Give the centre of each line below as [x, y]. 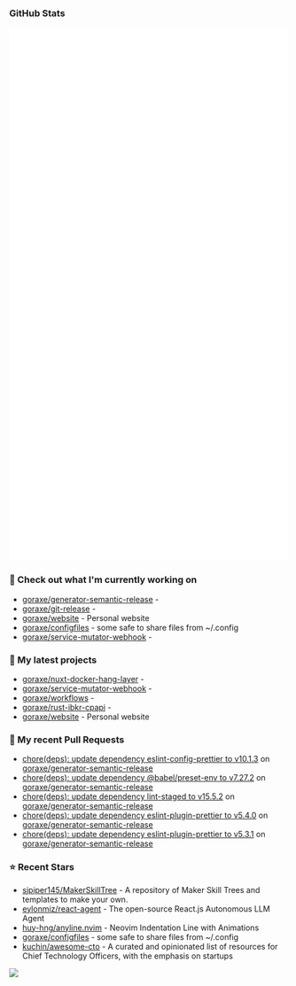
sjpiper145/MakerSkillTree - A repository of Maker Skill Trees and [141, 889]
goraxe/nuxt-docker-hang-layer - [83, 679]
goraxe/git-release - [58, 609]
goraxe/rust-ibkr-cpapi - [66, 707]
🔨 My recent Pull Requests [67, 740]
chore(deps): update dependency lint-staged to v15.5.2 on [128, 796]
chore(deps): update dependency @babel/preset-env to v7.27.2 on [144, 778]
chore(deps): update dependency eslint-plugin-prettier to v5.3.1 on [144, 835]
